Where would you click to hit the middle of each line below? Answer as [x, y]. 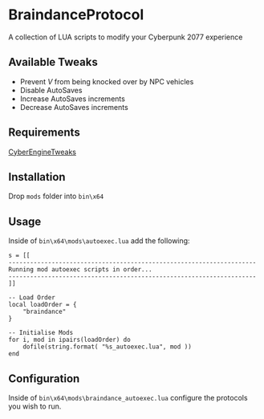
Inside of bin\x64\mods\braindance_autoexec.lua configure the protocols [128, 398]
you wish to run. [35, 406]
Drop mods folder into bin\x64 [56, 196]
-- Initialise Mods [41, 333]
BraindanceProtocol [76, 15]
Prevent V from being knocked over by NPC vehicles [107, 81]
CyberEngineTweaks [42, 152]
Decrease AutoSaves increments [74, 107]
